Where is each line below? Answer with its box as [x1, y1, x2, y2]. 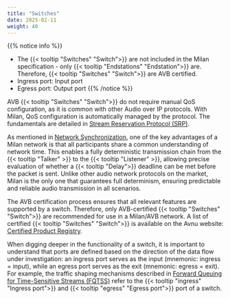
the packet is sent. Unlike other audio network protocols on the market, [7, 169, 208, 178]
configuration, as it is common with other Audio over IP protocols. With [7, 105, 207, 114]
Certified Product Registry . [7, 227, 82, 235]
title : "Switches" [7, 10, 60, 17]
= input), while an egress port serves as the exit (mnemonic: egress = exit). [7, 262, 220, 271]
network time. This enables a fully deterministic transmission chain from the [7, 147, 222, 156]
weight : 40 [7, 23, 38, 30]
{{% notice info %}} [7, 42, 63, 50]
